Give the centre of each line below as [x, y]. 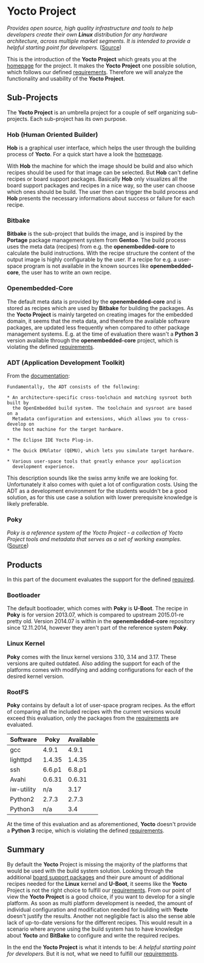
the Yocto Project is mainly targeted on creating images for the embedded [100, 314]
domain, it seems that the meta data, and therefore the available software [98, 321]
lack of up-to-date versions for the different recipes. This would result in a [100, 922]
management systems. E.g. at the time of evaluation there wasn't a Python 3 [103, 334]
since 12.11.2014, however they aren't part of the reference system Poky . [97, 628]
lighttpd [21, 759]
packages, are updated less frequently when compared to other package [98, 327]
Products [25, 564]
